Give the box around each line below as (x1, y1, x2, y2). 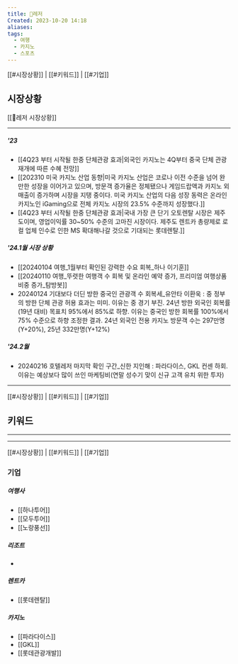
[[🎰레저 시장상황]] (7, 113, 57, 121)
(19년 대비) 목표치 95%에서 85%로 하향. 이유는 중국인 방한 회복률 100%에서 (17, 307, 229, 315)
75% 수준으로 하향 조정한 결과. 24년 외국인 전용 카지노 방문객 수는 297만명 (17, 316, 225, 325)
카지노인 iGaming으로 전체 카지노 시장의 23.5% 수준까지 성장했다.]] (17, 199, 205, 208)
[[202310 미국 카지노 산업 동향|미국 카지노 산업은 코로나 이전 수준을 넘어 (17, 173, 218, 181)
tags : (7, 30, 23, 38)
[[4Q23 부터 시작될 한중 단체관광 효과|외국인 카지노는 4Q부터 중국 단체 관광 (17, 155, 227, 164)
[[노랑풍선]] (17, 524, 50, 532)
